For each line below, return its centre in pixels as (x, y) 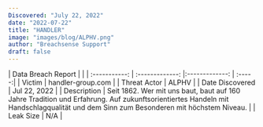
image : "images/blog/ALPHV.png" (61, 37)
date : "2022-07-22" (40, 23)
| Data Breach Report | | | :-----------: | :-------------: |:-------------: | (121, 74)
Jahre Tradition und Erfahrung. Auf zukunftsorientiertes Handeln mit (119, 99)
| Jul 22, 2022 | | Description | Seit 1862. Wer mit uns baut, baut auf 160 (124, 91)
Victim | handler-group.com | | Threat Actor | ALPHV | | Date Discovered (139, 82)
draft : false (30, 52)
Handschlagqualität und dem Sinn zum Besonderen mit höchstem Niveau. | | (132, 107)
